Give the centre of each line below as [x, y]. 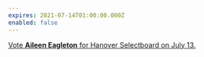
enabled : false [33, 23]
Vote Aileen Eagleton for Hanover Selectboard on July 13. [102, 45]
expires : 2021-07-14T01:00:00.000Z [67, 15]
